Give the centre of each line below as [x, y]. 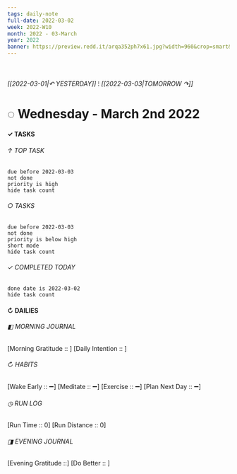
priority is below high [42, 239]
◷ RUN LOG [25, 403]
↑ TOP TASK [26, 150]
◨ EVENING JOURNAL [41, 441]
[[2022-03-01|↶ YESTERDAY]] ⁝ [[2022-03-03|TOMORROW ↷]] [101, 83]
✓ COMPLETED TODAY [41, 267]
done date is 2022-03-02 [44, 288]
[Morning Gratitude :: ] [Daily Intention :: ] [67, 348]
